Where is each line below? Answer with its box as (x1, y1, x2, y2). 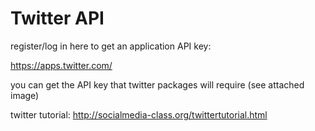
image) (10, 89, 40, 101)
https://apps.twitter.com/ (10, 59, 113, 71)
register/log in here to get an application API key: (10, 40, 212, 52)
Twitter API (10, 7, 105, 30)
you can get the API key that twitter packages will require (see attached (10, 78, 305, 91)
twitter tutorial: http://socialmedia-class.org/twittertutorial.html (10, 108, 268, 121)
